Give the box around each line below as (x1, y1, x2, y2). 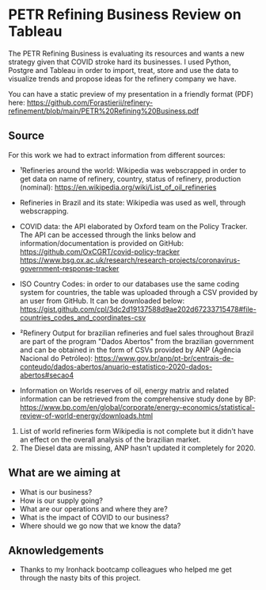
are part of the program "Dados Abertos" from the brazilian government (19, 336, 255, 346)
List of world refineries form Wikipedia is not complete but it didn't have (19, 426, 254, 435)
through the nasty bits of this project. (19, 573, 141, 583)
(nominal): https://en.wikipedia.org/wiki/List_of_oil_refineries (19, 182, 217, 192)
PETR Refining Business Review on (8, 6, 241, 24)
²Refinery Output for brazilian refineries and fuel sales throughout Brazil (19, 328, 254, 338)
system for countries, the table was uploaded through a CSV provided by (19, 287, 258, 297)
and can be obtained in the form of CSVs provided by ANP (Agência (19, 345, 241, 354)
